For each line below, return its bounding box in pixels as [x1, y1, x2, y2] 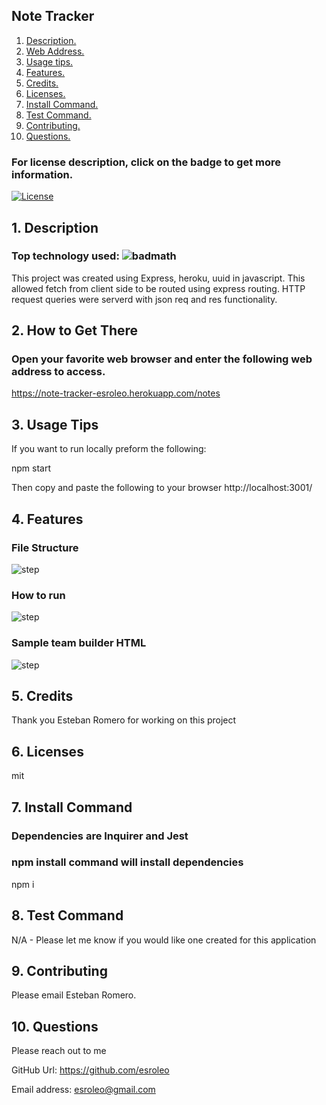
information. [11, 167, 74, 181]
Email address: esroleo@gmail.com [11, 1084, 156, 1096]
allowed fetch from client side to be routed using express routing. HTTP [11, 282, 306, 294]
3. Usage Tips [11, 416, 99, 433]
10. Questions [11, 1018, 99, 1035]
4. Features [11, 510, 84, 528]
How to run [11, 588, 66, 602]
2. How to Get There [11, 322, 139, 339]
